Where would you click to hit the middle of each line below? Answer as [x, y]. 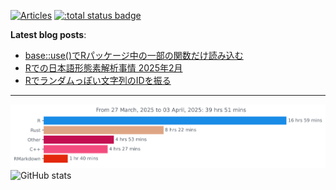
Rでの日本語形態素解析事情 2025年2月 [103, 68]
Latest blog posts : [48, 34]
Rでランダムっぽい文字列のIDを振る [98, 80]
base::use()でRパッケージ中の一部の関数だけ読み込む [134, 55]
